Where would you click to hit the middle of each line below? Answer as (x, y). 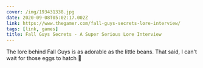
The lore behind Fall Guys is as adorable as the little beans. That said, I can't (102, 52)
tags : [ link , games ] (33, 29)
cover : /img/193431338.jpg (40, 12)
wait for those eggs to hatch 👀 (44, 58)
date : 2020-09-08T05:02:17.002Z (47, 18)
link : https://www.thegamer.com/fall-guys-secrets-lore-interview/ (94, 23)
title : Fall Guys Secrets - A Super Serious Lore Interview (84, 35)
